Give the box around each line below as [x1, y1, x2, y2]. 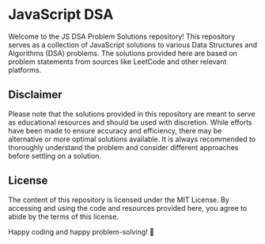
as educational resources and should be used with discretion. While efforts [8, 117, 252, 127]
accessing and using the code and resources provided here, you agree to [8, 203, 248, 212]
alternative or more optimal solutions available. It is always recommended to [8, 134, 256, 144]
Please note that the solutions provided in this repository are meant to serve [8, 109, 256, 118]
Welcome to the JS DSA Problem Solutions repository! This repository [8, 32, 236, 41]
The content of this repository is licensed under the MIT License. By [8, 195, 229, 205]
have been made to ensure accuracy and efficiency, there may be [8, 126, 222, 135]
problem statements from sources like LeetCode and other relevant [8, 57, 227, 66]
